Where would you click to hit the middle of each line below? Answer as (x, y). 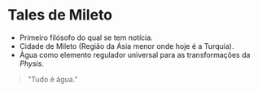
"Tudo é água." (52, 79)
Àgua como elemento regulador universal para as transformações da (135, 55)
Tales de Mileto (60, 15)
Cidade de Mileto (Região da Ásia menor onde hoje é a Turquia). (127, 46)
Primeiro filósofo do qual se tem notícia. (86, 37)
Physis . (31, 64)
